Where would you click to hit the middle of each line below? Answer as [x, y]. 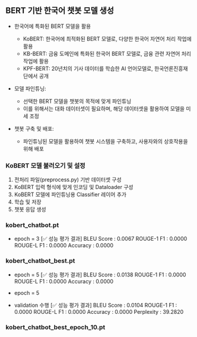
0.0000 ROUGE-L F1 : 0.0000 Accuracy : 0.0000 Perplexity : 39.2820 [99, 311]
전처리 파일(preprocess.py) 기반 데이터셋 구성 [68, 179]
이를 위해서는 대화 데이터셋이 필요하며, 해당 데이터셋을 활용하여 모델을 [104, 108]
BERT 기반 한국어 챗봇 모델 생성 [60, 11]
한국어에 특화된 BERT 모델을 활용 [53, 26]
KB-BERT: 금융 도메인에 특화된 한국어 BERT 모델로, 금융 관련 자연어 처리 [107, 53]
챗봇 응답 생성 [30, 209]
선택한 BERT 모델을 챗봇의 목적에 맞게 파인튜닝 [77, 101]
